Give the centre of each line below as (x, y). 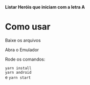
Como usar (28, 27)
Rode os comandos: (25, 59)
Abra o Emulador (22, 50)
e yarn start (18, 77)
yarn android (18, 72)
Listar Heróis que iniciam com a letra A (45, 7)
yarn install (18, 68)
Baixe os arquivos (23, 40)
